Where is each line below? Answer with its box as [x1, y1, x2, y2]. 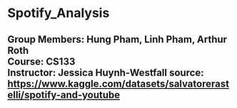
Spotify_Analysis [7, 5, 110, 21]
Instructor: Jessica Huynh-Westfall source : [7, 66, 205, 79]
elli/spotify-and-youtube [7, 89, 121, 101]
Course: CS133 [7, 55, 76, 67]
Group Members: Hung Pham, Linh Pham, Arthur [7, 33, 227, 45]
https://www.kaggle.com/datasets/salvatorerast [7, 77, 230, 90]
